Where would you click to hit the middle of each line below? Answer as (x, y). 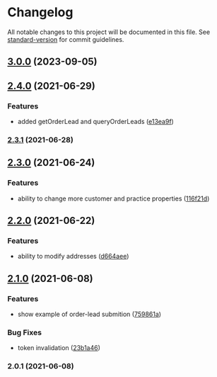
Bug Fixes (25, 332)
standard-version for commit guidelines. (66, 39)
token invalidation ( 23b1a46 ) (59, 348)
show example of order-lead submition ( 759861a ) (89, 314)
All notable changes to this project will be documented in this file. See (109, 32)
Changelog (40, 12)
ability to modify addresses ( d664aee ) (73, 257)
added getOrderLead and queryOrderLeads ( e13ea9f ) (96, 122)
